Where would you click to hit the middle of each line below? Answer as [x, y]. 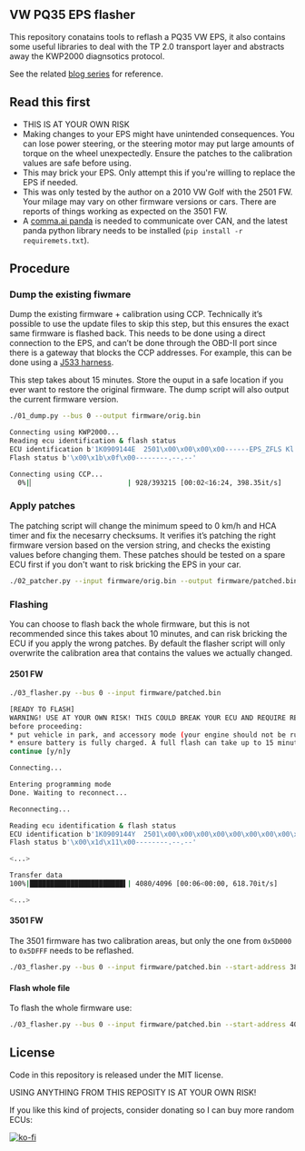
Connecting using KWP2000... [64, 432]
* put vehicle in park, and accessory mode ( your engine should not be [148, 735]
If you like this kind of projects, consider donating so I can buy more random [152, 1110]
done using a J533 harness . [62, 362]
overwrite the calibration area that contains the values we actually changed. [151, 652]
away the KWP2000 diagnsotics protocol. [87, 56]
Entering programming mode [60, 785]
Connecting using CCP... [56, 474]
